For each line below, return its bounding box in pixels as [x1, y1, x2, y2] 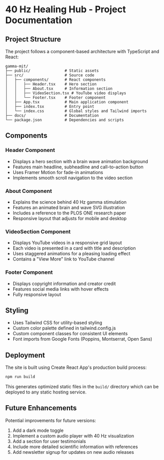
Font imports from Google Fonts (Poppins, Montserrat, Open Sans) [12, 336, 153, 342]
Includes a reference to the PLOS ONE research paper [12, 210, 126, 216]
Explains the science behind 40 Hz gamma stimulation [12, 199, 127, 205]
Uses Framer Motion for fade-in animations [12, 169, 103, 175]
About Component [5, 187, 52, 194]
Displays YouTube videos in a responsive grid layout [12, 239, 122, 246]
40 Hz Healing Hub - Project [5, 4, 126, 15]
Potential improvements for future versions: [5, 417, 96, 423]
